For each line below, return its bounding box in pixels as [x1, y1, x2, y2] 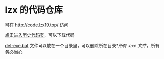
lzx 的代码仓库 [5, 4, 63, 16]
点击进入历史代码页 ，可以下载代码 [5, 32, 75, 38]
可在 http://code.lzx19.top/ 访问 [5, 22, 69, 28]
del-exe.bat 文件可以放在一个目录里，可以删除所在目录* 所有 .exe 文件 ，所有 [5, 42, 160, 48]
